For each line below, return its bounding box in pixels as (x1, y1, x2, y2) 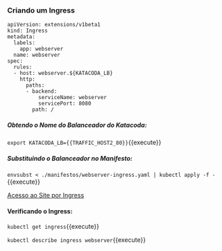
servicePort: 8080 (37, 100, 92, 107)
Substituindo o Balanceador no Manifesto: (7, 154, 133, 162)
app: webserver (19, 46, 64, 53)
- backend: (25, 88, 58, 95)
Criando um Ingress (7, 6, 75, 15)
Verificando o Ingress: (7, 207, 73, 215)
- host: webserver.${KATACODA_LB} (13, 70, 113, 77)
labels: (13, 40, 36, 46)
